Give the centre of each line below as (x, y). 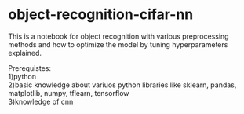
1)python (22, 76)
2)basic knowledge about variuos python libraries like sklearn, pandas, (122, 85)
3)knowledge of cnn (41, 101)
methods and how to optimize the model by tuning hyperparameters (118, 44)
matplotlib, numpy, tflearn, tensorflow (69, 93)
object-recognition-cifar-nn (101, 15)
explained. (25, 53)
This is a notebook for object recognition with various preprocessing (118, 36)
